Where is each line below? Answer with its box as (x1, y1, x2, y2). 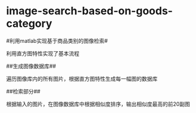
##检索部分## (6, 87, 41, 95)
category (6, 17, 52, 30)
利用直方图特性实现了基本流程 (6, 49, 79, 57)
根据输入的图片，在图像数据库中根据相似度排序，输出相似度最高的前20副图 (6, 100, 191, 108)
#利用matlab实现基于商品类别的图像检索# (6, 37, 108, 44)
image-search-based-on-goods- (6, 4, 173, 18)
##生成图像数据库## (6, 62, 57, 70)
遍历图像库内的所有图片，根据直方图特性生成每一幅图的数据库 (6, 75, 158, 82)
